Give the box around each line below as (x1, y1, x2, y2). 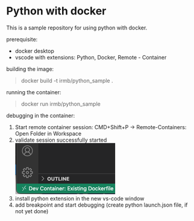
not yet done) (14, 207, 49, 214)
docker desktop (14, 47, 54, 55)
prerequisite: (6, 35, 38, 43)
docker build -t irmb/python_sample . (20, 77, 113, 84)
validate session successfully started (14, 136, 107, 144)
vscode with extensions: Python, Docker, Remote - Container (14, 53, 167, 61)
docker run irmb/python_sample (20, 100, 101, 107)
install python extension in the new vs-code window (14, 195, 145, 202)
